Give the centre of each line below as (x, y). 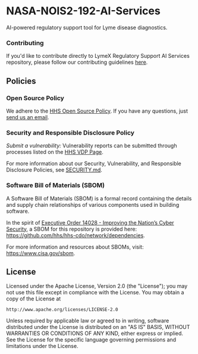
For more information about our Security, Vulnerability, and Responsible (94, 164)
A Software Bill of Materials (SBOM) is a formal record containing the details (99, 198)
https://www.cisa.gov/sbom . (41, 253)
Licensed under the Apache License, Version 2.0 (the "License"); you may (97, 286)
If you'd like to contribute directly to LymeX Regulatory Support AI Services (98, 56)
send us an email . (28, 117)
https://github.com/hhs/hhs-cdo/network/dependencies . (76, 235)
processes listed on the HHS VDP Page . (55, 152)
